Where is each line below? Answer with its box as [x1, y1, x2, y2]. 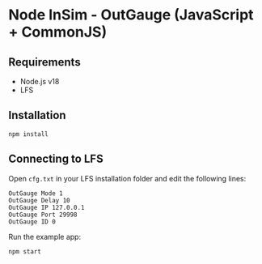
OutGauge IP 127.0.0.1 [8, 203, 85, 211]
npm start [8, 247, 42, 256]
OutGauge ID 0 [8, 217, 57, 226]
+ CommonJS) [8, 23, 108, 41]
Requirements [8, 55, 81, 69]
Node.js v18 [19, 77, 60, 86]
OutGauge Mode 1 [8, 189, 63, 198]
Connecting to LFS [8, 152, 104, 166]
